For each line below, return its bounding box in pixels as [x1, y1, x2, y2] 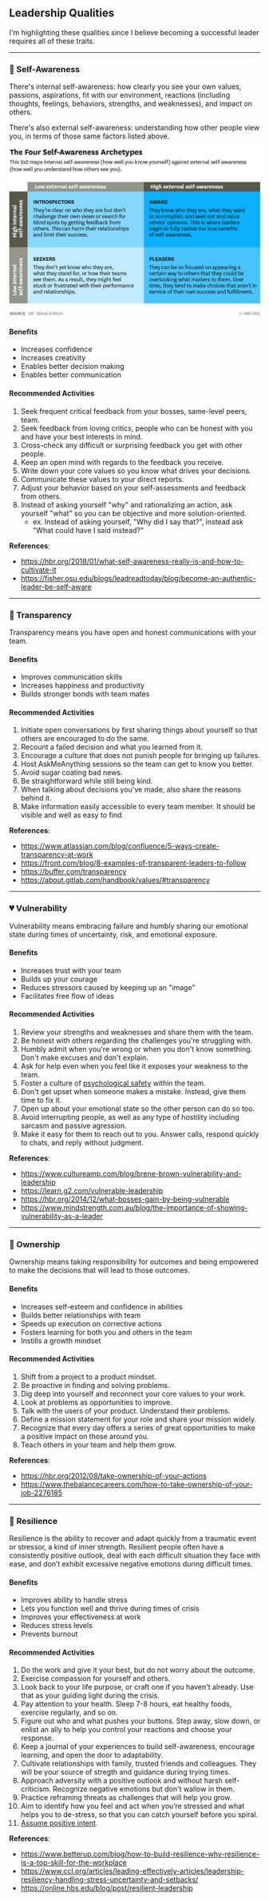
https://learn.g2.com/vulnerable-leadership [20, 1186, 164, 1196]
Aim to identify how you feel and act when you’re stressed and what [20, 1801, 245, 1811]
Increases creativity [20, 353, 86, 363]
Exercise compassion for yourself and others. [20, 1674, 171, 1683]
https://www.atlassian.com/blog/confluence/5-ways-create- [20, 841, 220, 851]
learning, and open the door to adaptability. [20, 1751, 163, 1760]
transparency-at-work [20, 850, 94, 860]
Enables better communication [20, 370, 122, 379]
